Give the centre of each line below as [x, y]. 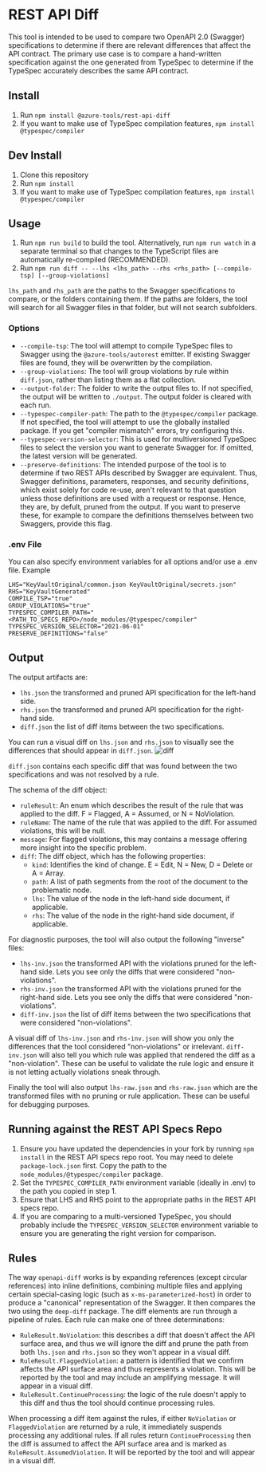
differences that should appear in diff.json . [81, 750]
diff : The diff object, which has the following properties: [112, 856]
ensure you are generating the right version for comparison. [118, 1233]
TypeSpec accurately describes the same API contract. [99, 70]
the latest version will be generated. [78, 455]
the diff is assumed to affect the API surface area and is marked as [117, 1444]
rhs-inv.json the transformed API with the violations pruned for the [130, 988]
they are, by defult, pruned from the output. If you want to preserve [130, 506]
